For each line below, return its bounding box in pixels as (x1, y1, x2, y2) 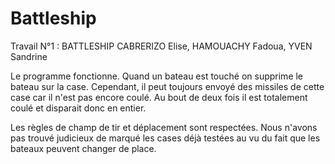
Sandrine (10, 50, 48, 62)
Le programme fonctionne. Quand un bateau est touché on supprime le (10, 70, 304, 82)
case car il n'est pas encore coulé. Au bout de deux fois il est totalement (10, 91, 308, 103)
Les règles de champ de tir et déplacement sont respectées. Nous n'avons (10, 121, 318, 133)
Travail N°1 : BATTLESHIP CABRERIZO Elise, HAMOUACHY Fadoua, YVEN (10, 40, 313, 52)
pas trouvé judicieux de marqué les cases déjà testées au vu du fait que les (10, 132, 321, 144)
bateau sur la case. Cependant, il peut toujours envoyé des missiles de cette (10, 80, 325, 92)
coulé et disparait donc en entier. (10, 102, 147, 114)
